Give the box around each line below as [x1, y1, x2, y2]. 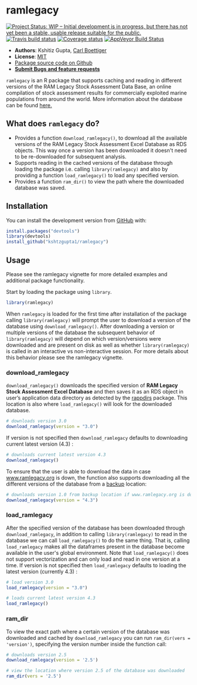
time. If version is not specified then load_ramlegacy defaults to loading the [6, 561, 186, 569]
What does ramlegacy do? [6, 118, 100, 129]
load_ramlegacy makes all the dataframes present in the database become [6, 543, 185, 550]
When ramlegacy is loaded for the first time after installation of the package [6, 310, 187, 317]
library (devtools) [6, 233, 51, 239]
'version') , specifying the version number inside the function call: [6, 640, 167, 647]
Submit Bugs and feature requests [14, 65, 100, 72]
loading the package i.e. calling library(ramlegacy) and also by [14, 165, 168, 172]
